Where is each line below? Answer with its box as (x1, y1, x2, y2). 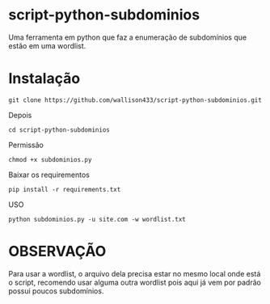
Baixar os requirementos (8, 170, 91, 179)
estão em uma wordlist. (8, 40, 86, 50)
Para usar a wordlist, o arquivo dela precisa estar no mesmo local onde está (8, 268, 261, 278)
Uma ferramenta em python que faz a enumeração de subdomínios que (8, 32, 247, 42)
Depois (8, 110, 32, 120)
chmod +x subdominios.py (8, 155, 92, 163)
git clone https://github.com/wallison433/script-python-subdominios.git (8, 95, 263, 104)
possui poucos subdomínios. (8, 285, 104, 296)
